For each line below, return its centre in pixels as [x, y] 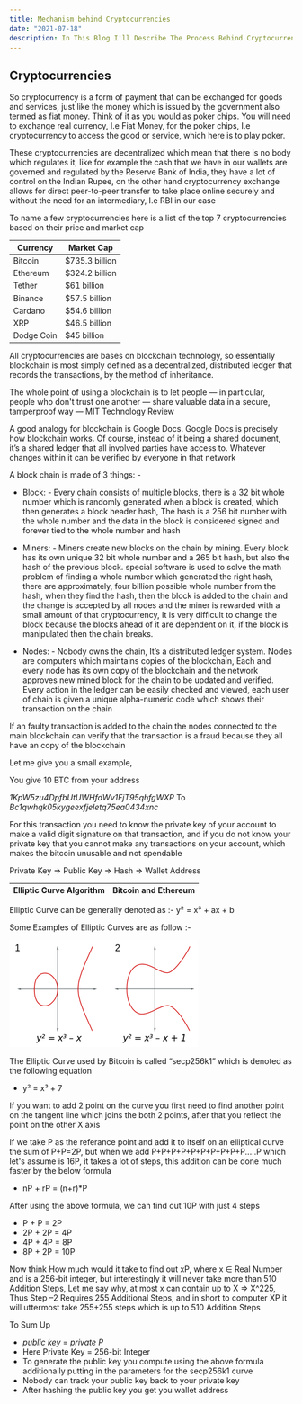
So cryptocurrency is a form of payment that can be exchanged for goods [146, 97]
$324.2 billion [90, 273]
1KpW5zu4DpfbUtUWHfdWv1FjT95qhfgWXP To [98, 797]
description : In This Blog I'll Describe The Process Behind [126, 38]
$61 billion [84, 286]
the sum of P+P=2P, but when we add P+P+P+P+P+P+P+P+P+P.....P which [147, 1151]
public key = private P [63, 1342]
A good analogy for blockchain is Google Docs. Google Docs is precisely [144, 428]
